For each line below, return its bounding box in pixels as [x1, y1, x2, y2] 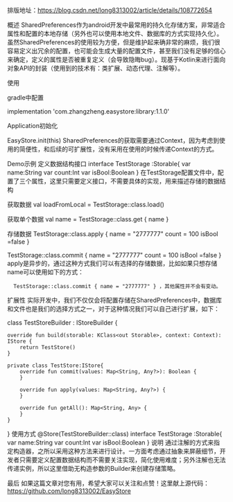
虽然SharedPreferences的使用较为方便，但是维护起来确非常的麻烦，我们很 [7, 38, 221, 46]
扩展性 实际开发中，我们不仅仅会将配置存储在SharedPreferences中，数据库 [7, 296, 222, 304]
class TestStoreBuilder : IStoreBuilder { [7, 319, 118, 327]
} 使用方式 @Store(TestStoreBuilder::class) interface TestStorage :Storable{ [7, 430, 223, 438]
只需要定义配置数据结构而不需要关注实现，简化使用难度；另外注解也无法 [19, 456, 226, 464]
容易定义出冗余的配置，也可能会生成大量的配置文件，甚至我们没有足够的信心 [7, 47, 226, 55]
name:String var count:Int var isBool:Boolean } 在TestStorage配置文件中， [7, 168, 218, 177]
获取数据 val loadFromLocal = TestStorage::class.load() [7, 200, 165, 208]
